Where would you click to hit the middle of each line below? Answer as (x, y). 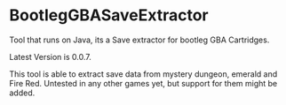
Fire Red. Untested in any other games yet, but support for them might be (143, 83)
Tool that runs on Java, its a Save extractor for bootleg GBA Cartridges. (139, 40)
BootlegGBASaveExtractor (109, 15)
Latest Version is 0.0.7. (50, 56)
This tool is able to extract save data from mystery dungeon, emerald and (143, 74)
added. (22, 93)
